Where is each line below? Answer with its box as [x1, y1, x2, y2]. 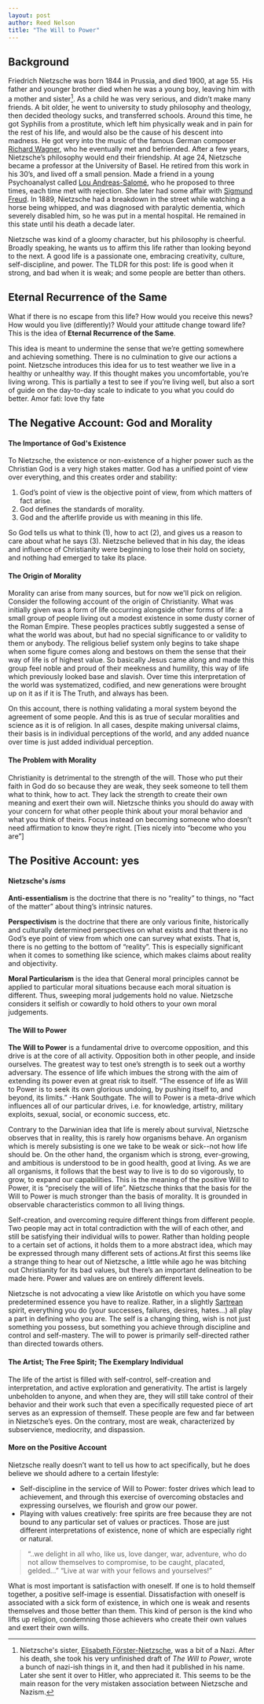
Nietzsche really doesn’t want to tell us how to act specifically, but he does [8, 1460, 251, 1470]
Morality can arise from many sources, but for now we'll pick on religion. [8, 589, 242, 598]
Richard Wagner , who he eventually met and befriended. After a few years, [8, 144, 250, 153]
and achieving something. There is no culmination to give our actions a [8, 351, 237, 362]
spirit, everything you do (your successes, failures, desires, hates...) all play [8, 1306, 253, 1315]
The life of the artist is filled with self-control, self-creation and [8, 1375, 211, 1384]
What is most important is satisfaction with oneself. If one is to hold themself [8, 1581, 255, 1590]
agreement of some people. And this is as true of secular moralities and [8, 712, 240, 722]
